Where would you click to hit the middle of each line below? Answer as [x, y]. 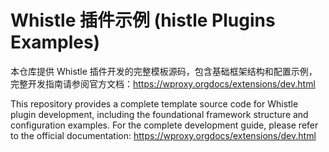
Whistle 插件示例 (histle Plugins [143, 20]
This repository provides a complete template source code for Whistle [154, 103]
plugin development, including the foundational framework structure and [159, 114]
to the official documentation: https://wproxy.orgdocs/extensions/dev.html [163, 135]
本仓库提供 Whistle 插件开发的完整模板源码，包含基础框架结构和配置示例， [164, 71]
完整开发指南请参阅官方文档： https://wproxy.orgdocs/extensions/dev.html [163, 83]
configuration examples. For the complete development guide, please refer [164, 125]
